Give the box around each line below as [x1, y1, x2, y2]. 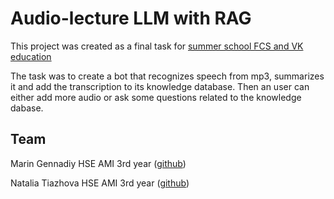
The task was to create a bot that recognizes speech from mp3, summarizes [10, 70, 325, 82]
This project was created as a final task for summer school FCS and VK [10, 40, 304, 52]
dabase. [10, 102, 44, 114]
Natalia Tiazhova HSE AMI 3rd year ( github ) [10, 177, 190, 189]
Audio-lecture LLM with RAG [10, 7, 252, 30]
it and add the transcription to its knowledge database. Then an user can [10, 80, 310, 92]
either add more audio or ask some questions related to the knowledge [10, 91, 302, 103]
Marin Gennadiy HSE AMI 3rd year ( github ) [10, 157, 187, 169]
